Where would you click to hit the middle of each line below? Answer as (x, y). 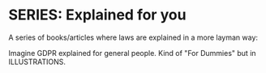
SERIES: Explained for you (97, 15)
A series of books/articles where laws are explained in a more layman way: (133, 37)
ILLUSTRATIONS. (37, 62)
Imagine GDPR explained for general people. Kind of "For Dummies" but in (133, 53)
